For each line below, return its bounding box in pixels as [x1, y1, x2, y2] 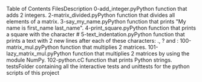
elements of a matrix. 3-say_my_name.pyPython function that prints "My [6, 18, 186, 25]
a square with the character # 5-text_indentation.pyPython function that [6, 31, 186, 38]
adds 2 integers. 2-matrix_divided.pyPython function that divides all [6, 11, 175, 19]
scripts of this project [6, 69, 59, 76]
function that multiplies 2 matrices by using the [72, 50, 190, 57]
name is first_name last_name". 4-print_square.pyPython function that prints [6, 24, 197, 31]
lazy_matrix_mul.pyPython [6, 50, 71, 57]
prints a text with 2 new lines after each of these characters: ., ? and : [6, 37, 179, 44]
